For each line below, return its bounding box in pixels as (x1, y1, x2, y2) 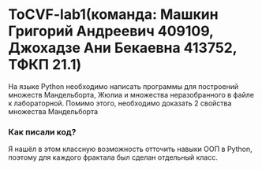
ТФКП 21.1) (8, 56, 82, 74)
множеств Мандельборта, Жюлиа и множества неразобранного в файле (8, 90, 255, 99)
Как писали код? (8, 126, 77, 137)
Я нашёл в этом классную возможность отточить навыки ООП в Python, (8, 144, 253, 154)
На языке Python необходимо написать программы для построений (8, 81, 239, 91)
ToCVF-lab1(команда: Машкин (8, 6, 219, 24)
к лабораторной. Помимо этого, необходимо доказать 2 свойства (8, 98, 232, 108)
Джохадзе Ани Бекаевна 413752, (8, 39, 238, 57)
